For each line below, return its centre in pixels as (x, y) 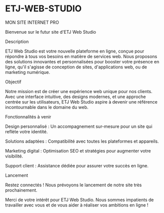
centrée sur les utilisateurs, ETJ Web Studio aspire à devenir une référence (81, 102)
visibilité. (14, 156)
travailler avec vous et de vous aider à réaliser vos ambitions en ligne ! (77, 205)
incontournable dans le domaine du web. (47, 107)
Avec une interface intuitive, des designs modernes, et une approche (76, 97)
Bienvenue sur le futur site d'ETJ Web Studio (51, 32)
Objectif (13, 82)
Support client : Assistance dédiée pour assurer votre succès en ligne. (77, 165)
